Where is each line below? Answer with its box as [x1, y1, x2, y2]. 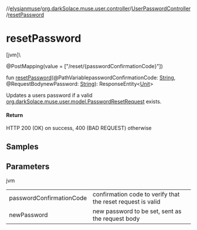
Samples [6, 141, 39, 152]
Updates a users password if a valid [6, 91, 93, 99]
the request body [93, 215, 140, 223]
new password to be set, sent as [93, 207, 182, 215]
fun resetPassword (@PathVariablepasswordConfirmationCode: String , [6, 74, 176, 81]
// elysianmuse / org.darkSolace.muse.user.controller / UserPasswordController [6, 5, 191, 12]
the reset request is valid [93, 198, 161, 206]
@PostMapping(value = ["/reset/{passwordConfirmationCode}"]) [6, 62, 163, 69]
